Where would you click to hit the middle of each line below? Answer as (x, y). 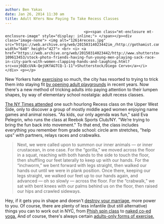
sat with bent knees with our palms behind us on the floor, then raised (87, 186)
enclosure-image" (23, 36)
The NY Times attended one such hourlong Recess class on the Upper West (82, 104)
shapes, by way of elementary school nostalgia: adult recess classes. (75, 95)
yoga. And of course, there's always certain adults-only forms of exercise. (80, 216)
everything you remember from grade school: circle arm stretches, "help (78, 130)
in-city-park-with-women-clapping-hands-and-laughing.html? (68, 62)
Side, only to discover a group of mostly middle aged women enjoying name (82, 110)
